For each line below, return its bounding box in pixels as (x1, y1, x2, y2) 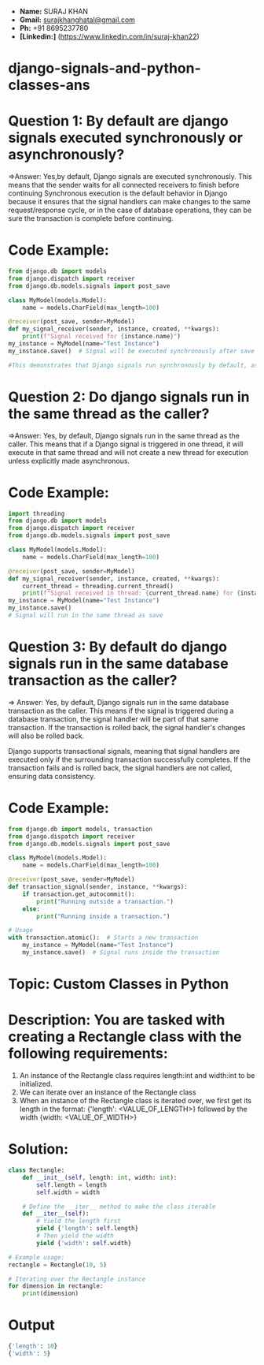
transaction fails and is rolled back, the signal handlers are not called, (8, 763, 233, 772)
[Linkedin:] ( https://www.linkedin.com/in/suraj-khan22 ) (19, 32, 200, 41)
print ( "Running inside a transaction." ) (36, 912, 170, 920)
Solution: (8, 1140, 69, 1158)
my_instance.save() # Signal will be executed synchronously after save (8, 347, 255, 355)
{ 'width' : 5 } (8, 1349, 51, 1357)
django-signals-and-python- (8, 59, 202, 77)
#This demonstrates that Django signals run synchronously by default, (8, 361, 247, 369)
